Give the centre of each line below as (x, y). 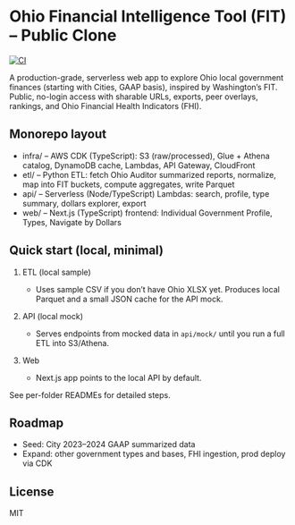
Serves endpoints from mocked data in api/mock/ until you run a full (160, 334)
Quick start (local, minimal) (86, 251)
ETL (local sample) (56, 272)
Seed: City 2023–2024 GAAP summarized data (109, 445)
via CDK (37, 463)
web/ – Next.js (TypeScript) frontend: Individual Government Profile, (147, 213)
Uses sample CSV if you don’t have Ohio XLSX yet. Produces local (157, 289)
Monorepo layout (58, 135)
